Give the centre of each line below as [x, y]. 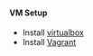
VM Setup [28, 13]
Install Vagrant [49, 42]
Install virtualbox [53, 33]
